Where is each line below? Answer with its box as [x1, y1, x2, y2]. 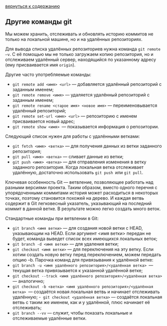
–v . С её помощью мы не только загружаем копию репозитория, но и [5, 51, 154, 57]
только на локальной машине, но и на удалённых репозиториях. [5, 36, 143, 42]
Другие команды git [5, 17, 72, 26]
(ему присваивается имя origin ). [5, 61, 76, 68]
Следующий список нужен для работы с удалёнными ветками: [5, 133, 140, 139]
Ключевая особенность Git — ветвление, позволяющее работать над [5, 179, 154, 185]
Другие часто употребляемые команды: [5, 71, 91, 77]
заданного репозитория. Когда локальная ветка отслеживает [12, 164, 144, 170]
